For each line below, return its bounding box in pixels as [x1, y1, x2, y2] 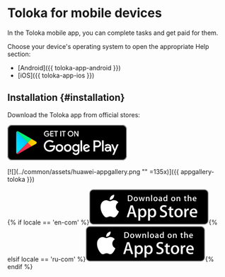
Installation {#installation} [7, 92, 125, 104]
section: [7, 50, 31, 58]
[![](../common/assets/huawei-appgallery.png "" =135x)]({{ [7, 167, 179, 175]
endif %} [7, 262, 33, 271]
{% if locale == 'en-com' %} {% [7, 218, 218, 227]
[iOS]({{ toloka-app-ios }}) [17, 71, 95, 80]
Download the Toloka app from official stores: [7, 110, 140, 119]
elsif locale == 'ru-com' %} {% [7, 254, 214, 264]
